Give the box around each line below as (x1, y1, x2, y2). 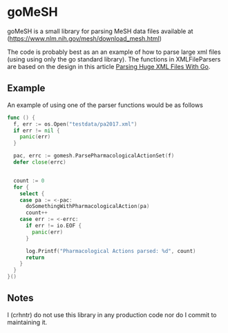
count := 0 (13, 177, 45, 184)
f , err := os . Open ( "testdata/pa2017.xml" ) (13, 120, 137, 128)
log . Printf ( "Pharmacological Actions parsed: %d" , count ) (25, 247, 196, 254)
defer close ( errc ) (13, 159, 67, 166)
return (25, 254, 45, 261)
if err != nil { (13, 127, 60, 134)
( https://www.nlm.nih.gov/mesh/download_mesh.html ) (7, 34, 162, 42)
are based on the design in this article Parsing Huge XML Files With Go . (7, 62, 211, 70)
